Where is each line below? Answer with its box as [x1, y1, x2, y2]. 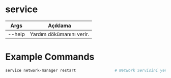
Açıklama [48, 22, 71, 29]
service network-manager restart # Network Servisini [5, 68, 158, 73]
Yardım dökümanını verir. [30, 31, 90, 38]
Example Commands [5, 51, 95, 63]
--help [8, 31, 25, 38]
